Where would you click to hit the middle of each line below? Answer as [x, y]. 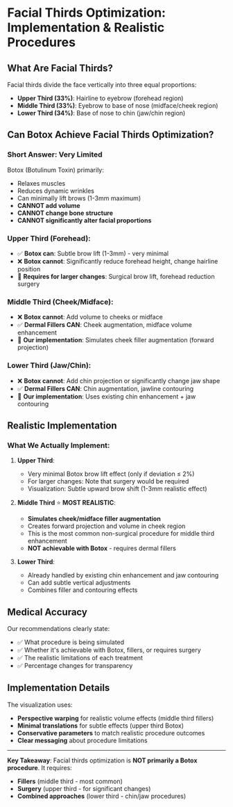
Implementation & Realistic [86, 27]
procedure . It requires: [40, 767]
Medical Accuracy [48, 612]
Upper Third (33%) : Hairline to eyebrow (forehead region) [100, 98]
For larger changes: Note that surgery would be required [108, 481]
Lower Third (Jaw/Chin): [49, 365]
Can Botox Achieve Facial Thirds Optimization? [111, 135]
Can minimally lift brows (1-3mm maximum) [79, 198]
